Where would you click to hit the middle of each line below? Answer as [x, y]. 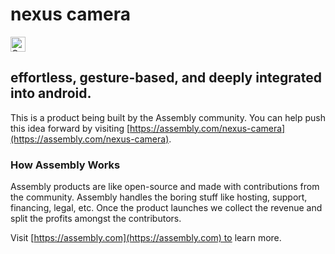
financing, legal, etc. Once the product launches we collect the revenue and [166, 208]
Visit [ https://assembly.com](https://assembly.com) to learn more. [146, 238]
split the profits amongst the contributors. [96, 219]
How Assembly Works [65, 165]
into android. [51, 93]
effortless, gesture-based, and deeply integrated [166, 78]
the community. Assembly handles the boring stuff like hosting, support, [159, 197]
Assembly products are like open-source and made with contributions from [165, 187]
